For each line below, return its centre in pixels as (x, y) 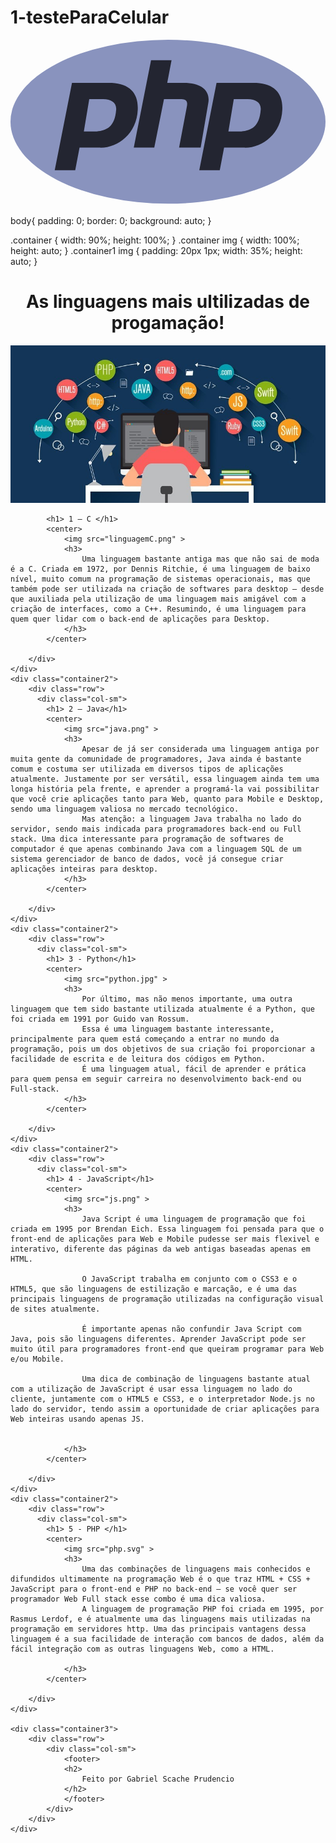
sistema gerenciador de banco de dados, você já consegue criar (147, 859)
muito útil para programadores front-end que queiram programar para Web (167, 1349)
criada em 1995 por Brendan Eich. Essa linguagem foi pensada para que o (167, 1229)
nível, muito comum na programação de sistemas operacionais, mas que (160, 579)
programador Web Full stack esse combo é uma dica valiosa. (138, 1599)
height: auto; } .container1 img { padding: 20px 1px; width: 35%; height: (156, 250)
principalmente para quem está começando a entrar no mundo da (145, 1039)
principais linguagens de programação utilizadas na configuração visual (167, 1299)
